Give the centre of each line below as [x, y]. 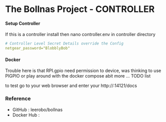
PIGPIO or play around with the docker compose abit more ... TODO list [78, 76]
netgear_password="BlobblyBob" [38, 48]
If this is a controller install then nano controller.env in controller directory [80, 34]
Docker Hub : [26, 115]
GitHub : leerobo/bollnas [37, 109]
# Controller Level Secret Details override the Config [64, 43]
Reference [18, 98]
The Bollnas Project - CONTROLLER [80, 9]
